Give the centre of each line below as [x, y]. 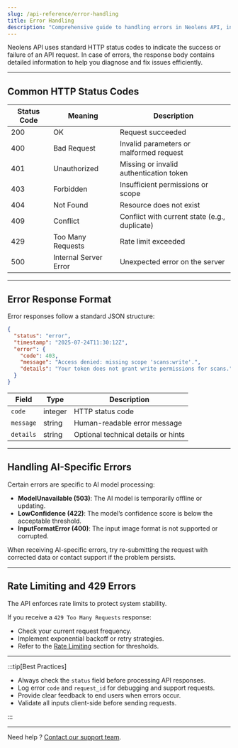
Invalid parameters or [155, 144]
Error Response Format [59, 299]
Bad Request [74, 148]
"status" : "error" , [42, 336]
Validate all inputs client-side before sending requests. [97, 703]
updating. [32, 506]
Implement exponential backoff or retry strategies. [91, 638]
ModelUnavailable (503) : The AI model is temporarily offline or [110, 498]
